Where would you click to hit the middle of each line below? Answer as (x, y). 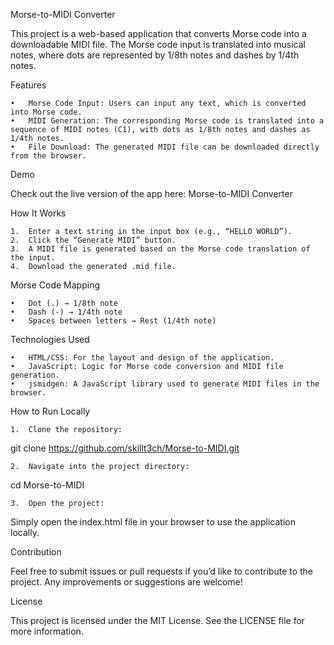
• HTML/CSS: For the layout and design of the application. (142, 358)
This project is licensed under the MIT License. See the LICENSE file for (158, 620)
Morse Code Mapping (55, 285)
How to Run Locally (50, 411)
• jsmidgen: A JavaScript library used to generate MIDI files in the (165, 384)
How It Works (38, 213)
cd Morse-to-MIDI (47, 485)
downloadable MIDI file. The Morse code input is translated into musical (158, 44)
